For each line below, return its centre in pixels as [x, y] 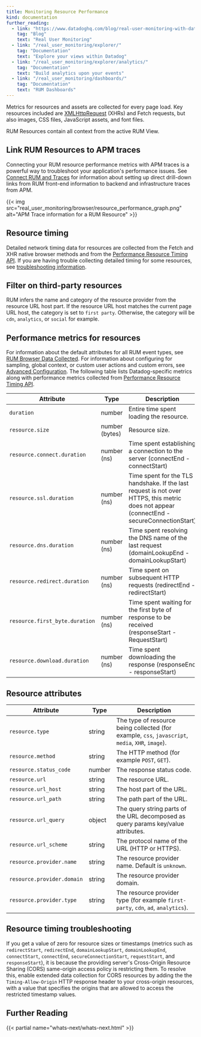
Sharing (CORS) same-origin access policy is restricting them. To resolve [96, 969]
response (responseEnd [162, 665]
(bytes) [111, 434]
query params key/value [150, 824]
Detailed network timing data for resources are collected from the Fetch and [100, 248]
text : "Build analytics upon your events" [71, 73]
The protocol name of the [152, 841]
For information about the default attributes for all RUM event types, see [95, 352]
